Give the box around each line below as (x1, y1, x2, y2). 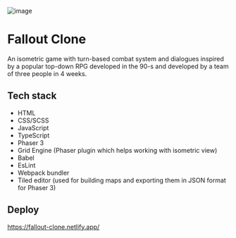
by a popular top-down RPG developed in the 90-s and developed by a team (7, 62, 229, 70)
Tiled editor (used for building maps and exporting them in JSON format (17, 176, 227, 184)
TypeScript (17, 131, 50, 139)
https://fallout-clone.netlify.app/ (7, 223, 100, 231)
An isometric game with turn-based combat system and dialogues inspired (7, 54, 224, 63)
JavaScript (17, 123, 49, 132)
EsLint (17, 161, 36, 169)
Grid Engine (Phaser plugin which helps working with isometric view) (17, 146, 218, 154)
